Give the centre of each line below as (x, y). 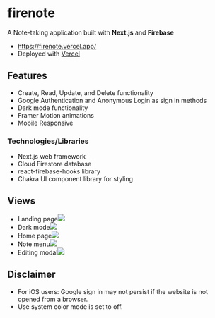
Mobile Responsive (45, 123)
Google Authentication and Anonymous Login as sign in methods (112, 100)
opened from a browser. (53, 299)
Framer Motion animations (56, 115)
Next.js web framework (52, 157)
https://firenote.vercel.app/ (57, 46)
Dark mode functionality (53, 108)
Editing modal (37, 252)
